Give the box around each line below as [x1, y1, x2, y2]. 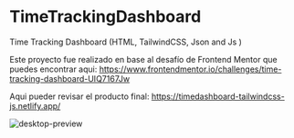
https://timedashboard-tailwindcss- [151, 91, 285, 102]
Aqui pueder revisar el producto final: [9, 91, 150, 102]
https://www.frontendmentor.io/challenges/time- [99, 64, 282, 74]
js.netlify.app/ [9, 100, 61, 111]
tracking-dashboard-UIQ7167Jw [9, 73, 131, 84]
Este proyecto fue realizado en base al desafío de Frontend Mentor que [9, 54, 278, 64]
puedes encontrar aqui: [9, 64, 98, 74]
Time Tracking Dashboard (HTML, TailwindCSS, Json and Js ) [9, 36, 242, 47]
